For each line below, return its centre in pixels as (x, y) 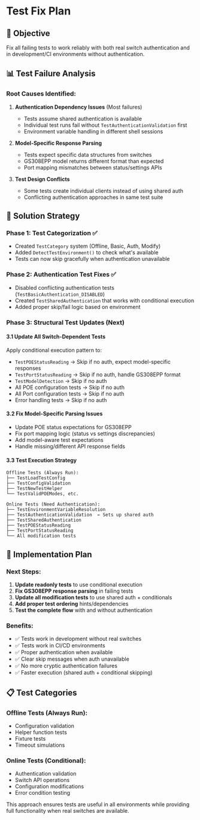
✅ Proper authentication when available (64, 652)
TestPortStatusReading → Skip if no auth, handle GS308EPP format (98, 375)
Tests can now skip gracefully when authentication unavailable (92, 259)
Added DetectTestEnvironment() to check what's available (87, 252)
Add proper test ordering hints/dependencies (72, 604)
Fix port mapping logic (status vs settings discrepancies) (85, 433)
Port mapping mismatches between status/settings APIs (93, 167)
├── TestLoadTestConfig (36, 478)
